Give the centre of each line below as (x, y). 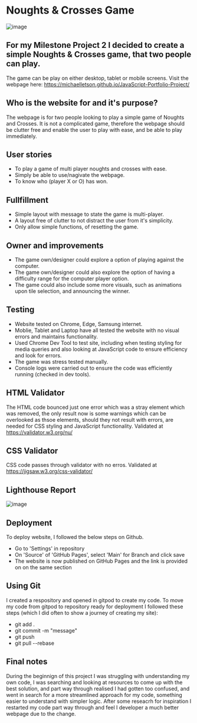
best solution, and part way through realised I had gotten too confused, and (98, 688)
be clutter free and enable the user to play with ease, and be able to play (94, 130)
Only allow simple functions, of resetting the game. (76, 227)
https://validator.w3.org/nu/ (39, 432)
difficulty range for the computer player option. (72, 278)
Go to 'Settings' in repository (50, 548)
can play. (23, 64)
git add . (25, 624)
